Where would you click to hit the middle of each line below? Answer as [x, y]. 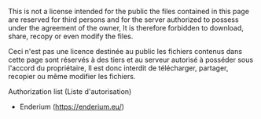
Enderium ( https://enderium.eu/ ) [72, 106]
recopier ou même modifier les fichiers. [72, 76]
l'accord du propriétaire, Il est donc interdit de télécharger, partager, [118, 68]
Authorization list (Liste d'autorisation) [70, 92]
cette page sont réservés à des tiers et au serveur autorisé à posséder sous [131, 59]
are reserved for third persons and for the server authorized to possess [123, 20]
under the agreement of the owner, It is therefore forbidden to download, [126, 28]
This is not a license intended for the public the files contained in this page [129, 11]
